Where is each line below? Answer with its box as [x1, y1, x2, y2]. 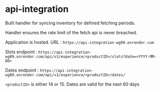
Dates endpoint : [5, 67, 39, 73]
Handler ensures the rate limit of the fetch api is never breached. [5, 29, 138, 35]
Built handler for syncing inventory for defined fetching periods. [5, 20, 136, 26]
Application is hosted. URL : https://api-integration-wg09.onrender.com [5, 39, 154, 45]
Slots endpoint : [5, 49, 37, 55]
